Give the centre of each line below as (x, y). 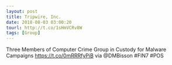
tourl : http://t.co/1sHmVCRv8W (44, 28)
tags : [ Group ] (23, 33)
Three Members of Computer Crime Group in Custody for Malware (86, 49)
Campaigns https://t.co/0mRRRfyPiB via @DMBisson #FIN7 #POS (85, 56)
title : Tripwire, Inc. (34, 17)
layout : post (22, 11)
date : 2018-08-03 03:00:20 (39, 22)
